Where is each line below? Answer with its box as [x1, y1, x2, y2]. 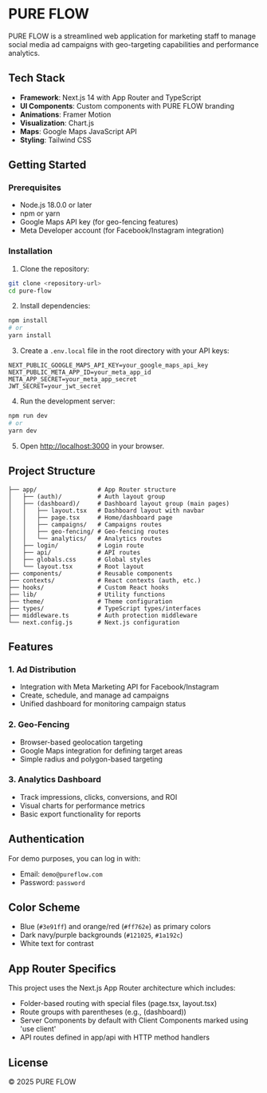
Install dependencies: [19, 301, 91, 311]
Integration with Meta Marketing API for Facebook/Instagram [19, 682, 219, 692]
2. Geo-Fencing [8, 719, 70, 730]
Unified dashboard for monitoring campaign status [19, 699, 187, 709]
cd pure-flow [8, 287, 52, 295]
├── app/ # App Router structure [8, 485, 177, 494]
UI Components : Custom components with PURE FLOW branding [19, 101, 235, 110]
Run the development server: [19, 396, 116, 406]
